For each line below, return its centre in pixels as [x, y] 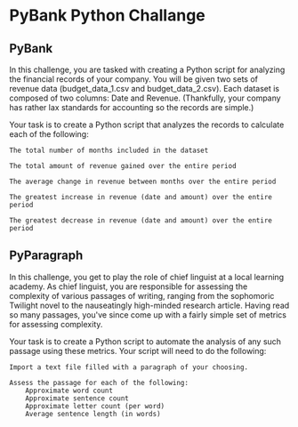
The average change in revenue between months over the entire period [143, 181]
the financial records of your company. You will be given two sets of [133, 79]
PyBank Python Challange [108, 16]
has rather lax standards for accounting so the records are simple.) [132, 107]
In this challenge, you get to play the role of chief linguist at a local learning [147, 277]
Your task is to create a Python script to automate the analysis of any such [145, 341]
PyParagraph [46, 256]
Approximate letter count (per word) [95, 406]
